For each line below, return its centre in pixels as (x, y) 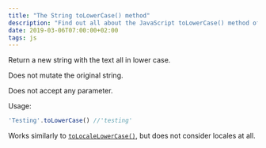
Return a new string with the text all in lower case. (89, 60)
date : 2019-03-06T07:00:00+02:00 (63, 30)
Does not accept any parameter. (61, 91)
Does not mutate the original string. (66, 75)
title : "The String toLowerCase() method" (79, 15)
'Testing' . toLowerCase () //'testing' (70, 121)
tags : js (23, 38)
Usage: (20, 106)
